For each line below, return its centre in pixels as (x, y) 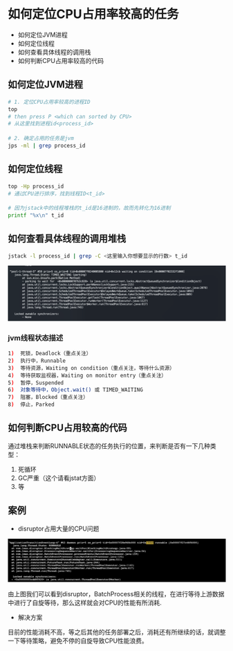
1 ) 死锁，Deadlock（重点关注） (50, 354)
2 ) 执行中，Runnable (37, 361)
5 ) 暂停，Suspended (36, 383)
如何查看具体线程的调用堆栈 (67, 239)
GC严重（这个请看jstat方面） (59, 478)
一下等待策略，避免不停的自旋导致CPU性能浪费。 (78, 641)
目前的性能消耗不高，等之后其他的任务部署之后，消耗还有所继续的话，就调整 (117, 632)
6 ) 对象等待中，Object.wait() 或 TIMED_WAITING (76, 390)
